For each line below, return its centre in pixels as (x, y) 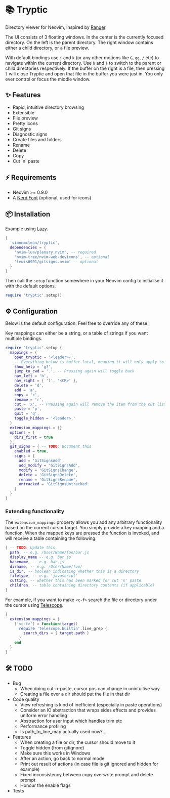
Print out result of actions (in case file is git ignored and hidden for (89, 764)
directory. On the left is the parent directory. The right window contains (79, 42)
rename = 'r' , (29, 400)
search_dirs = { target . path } (56, 633)
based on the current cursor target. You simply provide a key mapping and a (85, 528)
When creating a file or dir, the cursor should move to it (78, 742)
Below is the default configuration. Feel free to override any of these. (77, 323)
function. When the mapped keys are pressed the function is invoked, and (82, 533)
